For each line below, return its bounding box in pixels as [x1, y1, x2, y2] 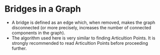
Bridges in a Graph [4, 3, 81, 15]
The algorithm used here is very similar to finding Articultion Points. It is [11, 35, 156, 41]
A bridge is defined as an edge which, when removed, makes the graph [11, 19, 156, 25]
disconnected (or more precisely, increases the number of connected [11, 24, 152, 30]
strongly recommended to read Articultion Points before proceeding [11, 40, 148, 46]
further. [11, 45, 27, 51]
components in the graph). [11, 30, 65, 36]
